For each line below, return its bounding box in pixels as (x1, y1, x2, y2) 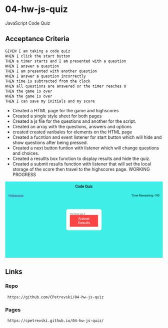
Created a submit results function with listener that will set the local (12, 160, 151, 167)
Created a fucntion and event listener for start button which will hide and (12, 134, 162, 140)
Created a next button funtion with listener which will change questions (12, 144, 159, 151)
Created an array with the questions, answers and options (12, 123, 132, 129)
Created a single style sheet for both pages (12, 113, 102, 119)
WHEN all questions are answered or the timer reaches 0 (5, 84, 126, 89)
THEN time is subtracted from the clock (5, 79, 91, 84)
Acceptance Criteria (5, 35, 69, 43)
